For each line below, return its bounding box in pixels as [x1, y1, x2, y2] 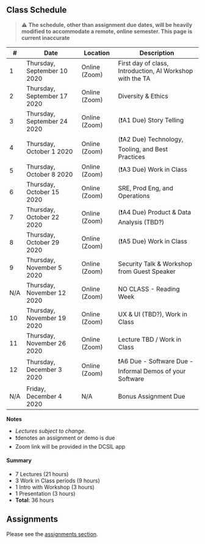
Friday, [26, 384, 46, 393]
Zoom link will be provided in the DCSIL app [15, 443, 126, 450]
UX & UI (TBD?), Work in [118, 310, 188, 318]
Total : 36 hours [15, 496, 54, 504]
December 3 [26, 366, 62, 374]
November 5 [26, 263, 62, 271]
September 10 [26, 67, 68, 75]
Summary [6, 457, 32, 464]
